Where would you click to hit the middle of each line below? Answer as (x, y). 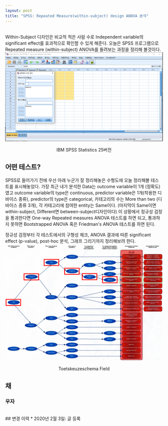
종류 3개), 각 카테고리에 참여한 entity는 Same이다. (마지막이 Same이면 (87, 205)
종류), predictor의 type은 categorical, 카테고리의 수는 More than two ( (88, 199)
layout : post (19, 11)
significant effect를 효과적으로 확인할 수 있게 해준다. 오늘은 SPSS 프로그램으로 (82, 43)
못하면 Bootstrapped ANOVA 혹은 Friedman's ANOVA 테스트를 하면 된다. (83, 224)
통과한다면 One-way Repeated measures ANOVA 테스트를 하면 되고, (78, 218)
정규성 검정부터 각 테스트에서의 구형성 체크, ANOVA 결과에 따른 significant (78, 235)
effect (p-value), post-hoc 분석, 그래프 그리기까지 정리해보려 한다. (70, 241)
